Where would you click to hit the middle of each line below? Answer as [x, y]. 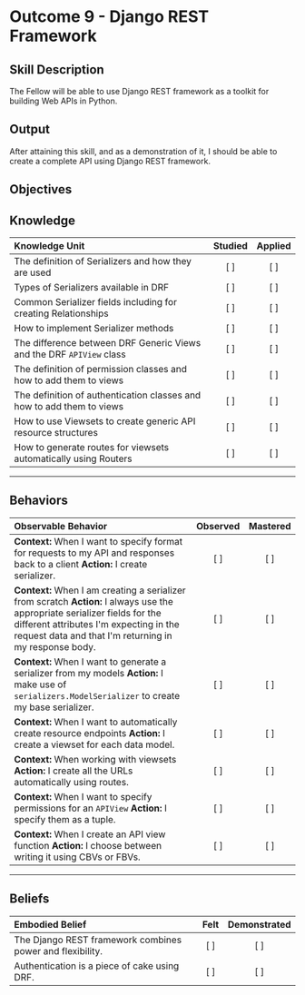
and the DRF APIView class [70, 354]
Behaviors [39, 501]
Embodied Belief [50, 924]
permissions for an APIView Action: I [91, 808]
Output [30, 129]
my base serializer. [54, 707]
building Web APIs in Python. [64, 101]
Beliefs [30, 899]
